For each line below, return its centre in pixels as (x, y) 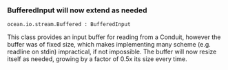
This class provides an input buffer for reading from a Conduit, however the (114, 37)
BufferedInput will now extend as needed (77, 10)
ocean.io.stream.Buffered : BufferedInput (69, 25)
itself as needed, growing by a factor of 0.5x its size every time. (97, 59)
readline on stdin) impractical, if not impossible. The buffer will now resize (112, 52)
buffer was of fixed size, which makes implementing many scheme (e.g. (109, 45)
